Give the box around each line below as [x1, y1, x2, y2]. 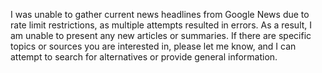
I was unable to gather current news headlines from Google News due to [10, 9, 310, 20]
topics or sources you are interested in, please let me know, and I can [10, 40, 297, 52]
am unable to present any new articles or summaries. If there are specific [10, 30, 312, 41]
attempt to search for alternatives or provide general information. [10, 51, 278, 63]
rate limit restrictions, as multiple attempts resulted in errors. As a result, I [10, 19, 313, 31]
